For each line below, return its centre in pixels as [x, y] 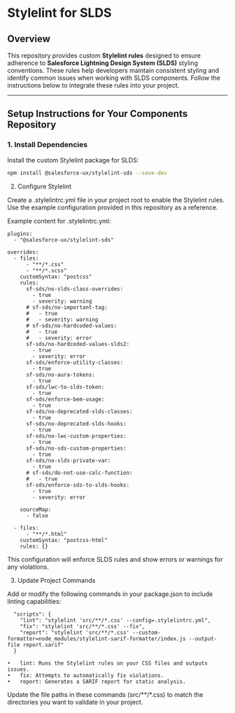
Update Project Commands [56, 580]
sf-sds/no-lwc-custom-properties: [76, 436]
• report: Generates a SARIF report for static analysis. [97, 681]
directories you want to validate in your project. [75, 702]
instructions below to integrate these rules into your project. [93, 85]
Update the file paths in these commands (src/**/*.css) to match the [105, 694]
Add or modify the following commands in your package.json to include [110, 594]
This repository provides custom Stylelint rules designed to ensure [104, 55]
